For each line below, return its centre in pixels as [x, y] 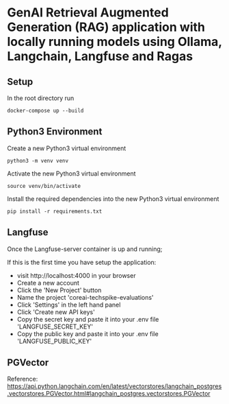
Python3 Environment [55, 132]
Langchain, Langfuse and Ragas [100, 57]
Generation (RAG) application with [106, 27]
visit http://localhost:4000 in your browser [76, 275]
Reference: [23, 379]
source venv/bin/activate [44, 186]
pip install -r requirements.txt [55, 211]
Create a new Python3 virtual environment [67, 148]
